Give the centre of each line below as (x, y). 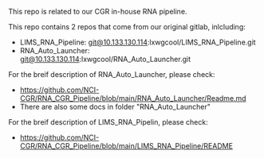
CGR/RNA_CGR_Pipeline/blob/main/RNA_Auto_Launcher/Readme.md (133, 98)
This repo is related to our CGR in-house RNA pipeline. (98, 12)
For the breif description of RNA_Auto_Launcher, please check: (112, 74)
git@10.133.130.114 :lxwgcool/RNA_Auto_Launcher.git (105, 59)
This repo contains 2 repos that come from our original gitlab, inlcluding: (127, 27)
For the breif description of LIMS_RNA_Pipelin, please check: (108, 122)
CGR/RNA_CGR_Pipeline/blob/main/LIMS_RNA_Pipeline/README (126, 146)
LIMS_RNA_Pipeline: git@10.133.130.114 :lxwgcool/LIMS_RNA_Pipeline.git (138, 42)
